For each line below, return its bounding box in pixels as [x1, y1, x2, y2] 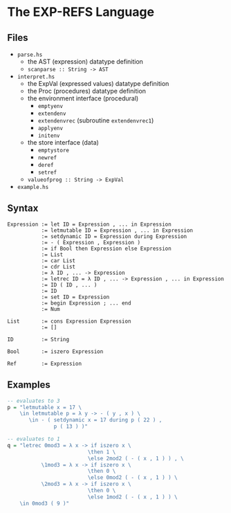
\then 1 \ [87, 448, 116, 456]
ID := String [7, 336, 70, 343]
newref [37, 154, 57, 161]
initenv [37, 132, 60, 139]
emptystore [37, 147, 69, 154]
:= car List [41, 257, 76, 264]
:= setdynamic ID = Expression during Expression [41, 233, 187, 240]
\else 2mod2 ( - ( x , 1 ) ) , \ [87, 455, 185, 462]
